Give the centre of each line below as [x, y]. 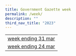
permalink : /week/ [24, 14]
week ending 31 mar [31, 39]
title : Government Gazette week [38, 9]
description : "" [22, 18]
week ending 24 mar [31, 46]
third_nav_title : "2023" [30, 23]
